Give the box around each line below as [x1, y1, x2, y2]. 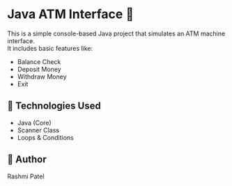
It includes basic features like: [7, 44, 93, 52]
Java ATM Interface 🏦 [7, 6, 134, 22]
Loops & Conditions [17, 133, 75, 141]
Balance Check [17, 57, 61, 65]
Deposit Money [17, 65, 61, 73]
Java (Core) [17, 118, 52, 127]
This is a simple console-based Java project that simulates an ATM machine [7, 29, 226, 38]
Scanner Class [17, 125, 59, 134]
